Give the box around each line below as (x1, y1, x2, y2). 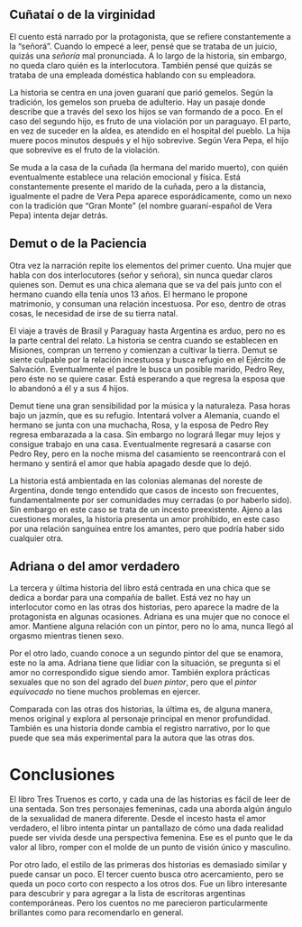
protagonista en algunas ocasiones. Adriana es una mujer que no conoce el (9, 611, 290, 622)
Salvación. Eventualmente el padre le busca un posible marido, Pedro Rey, (9, 363, 286, 374)
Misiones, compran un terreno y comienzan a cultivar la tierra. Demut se (9, 344, 278, 355)
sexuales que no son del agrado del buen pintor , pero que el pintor (9, 676, 257, 688)
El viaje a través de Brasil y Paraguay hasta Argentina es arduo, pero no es (9, 325, 286, 336)
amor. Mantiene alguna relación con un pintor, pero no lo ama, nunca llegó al (9, 621, 294, 632)
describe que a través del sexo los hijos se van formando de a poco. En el (9, 106, 284, 116)
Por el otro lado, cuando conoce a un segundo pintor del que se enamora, (9, 648, 284, 659)
